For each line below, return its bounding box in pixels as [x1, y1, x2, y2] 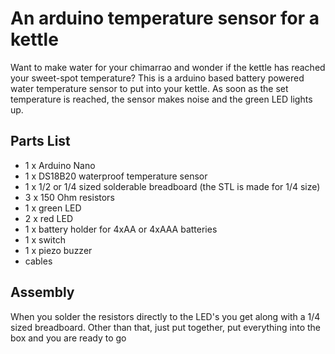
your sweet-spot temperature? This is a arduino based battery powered [10, 72, 305, 84]
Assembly [10, 284, 75, 301]
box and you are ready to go [10, 332, 127, 344]
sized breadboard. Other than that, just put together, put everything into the [10, 321, 321, 333]
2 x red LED [24, 212, 73, 224]
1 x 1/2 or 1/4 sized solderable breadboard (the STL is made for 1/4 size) [24, 180, 321, 192]
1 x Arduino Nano [24, 159, 96, 171]
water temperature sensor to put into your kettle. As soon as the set [10, 82, 289, 94]
